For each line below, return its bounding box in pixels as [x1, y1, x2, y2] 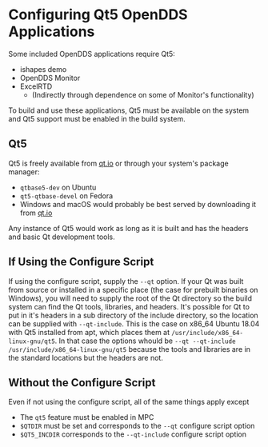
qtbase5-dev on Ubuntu [19, 182, 97, 192]
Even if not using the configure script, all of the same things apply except [8, 397, 250, 407]
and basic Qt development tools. [8, 232, 115, 241]
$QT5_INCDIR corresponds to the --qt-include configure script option [19, 429, 246, 439]
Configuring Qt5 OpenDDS [8, 6, 188, 24]
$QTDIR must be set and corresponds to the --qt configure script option [19, 421, 255, 431]
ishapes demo [19, 64, 67, 74]
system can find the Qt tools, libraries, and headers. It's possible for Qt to [8, 301, 250, 311]
